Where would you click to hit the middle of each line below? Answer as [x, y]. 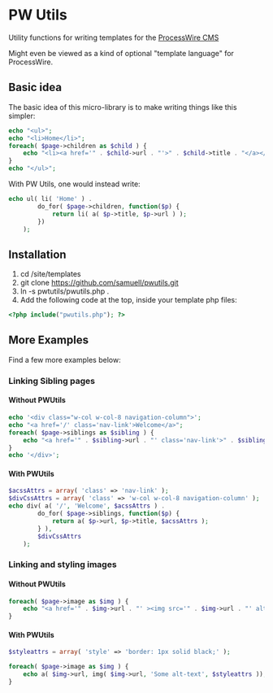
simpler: [22, 115]
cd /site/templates [50, 274]
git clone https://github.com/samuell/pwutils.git [99, 283]
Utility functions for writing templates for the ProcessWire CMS [114, 37]
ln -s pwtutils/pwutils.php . [65, 291]
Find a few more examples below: [65, 360]
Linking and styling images [63, 564]
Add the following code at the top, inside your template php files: [128, 300]
